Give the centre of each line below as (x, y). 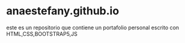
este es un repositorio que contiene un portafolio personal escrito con (92, 27)
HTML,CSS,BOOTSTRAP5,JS (42, 33)
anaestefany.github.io (63, 11)
